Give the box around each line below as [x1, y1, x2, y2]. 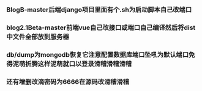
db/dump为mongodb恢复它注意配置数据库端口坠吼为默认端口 [6, 50, 189, 59]
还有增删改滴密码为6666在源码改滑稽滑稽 [6, 78, 130, 86]
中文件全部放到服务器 [6, 32, 69, 41]
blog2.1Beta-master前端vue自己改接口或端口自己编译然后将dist [6, 23, 196, 32]
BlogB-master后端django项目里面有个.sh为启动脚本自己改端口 [6, 5, 192, 13]
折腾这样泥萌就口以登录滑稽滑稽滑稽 [25, 59, 132, 68]
